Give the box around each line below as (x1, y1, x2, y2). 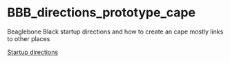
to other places (7, 34, 50, 42)
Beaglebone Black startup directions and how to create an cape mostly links (7, 27, 224, 36)
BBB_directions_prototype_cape (7, 5, 195, 21)
